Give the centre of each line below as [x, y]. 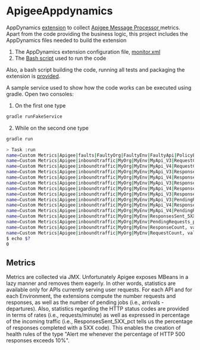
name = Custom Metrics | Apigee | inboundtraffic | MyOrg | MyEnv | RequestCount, [96, 233]
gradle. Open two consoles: [40, 94]
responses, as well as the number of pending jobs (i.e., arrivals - [85, 302]
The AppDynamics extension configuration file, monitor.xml [87, 51]
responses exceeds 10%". [38, 340]
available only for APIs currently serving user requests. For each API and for [99, 290]
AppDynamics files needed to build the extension [66, 40]
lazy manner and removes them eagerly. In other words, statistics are [91, 283]
